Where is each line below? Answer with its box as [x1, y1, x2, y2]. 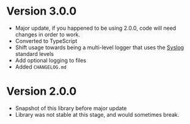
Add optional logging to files [15, 57, 87, 64]
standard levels [15, 50, 54, 57]
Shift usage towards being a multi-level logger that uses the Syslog [15, 44, 185, 51]
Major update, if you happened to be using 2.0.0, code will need [15, 24, 177, 32]
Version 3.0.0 [6, 4, 77, 18]
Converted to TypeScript [15, 37, 78, 44]
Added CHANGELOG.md [15, 63, 67, 71]
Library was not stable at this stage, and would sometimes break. [15, 111, 180, 118]
